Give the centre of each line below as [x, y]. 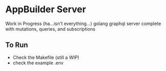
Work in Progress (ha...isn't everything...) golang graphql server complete [83, 23]
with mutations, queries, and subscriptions [50, 29]
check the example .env [38, 63]
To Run [17, 45]
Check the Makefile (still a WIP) [46, 57]
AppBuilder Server [46, 9]
